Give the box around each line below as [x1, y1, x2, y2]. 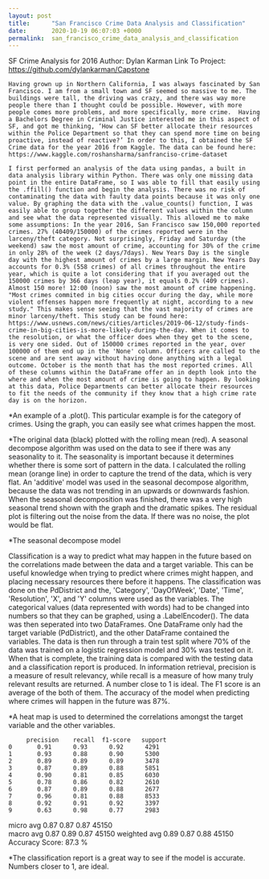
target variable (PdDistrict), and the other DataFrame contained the [8, 628, 230, 638]
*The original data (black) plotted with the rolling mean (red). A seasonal [8, 435, 249, 444]
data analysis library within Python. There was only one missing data [8, 172, 253, 180]
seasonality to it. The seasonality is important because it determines [8, 452, 234, 462]
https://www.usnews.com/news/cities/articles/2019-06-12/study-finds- [8, 319, 250, 328]
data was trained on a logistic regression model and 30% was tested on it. [8, 645, 254, 655]
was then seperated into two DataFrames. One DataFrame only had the [8, 619, 243, 629]
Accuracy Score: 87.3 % [8, 837, 88, 848]
